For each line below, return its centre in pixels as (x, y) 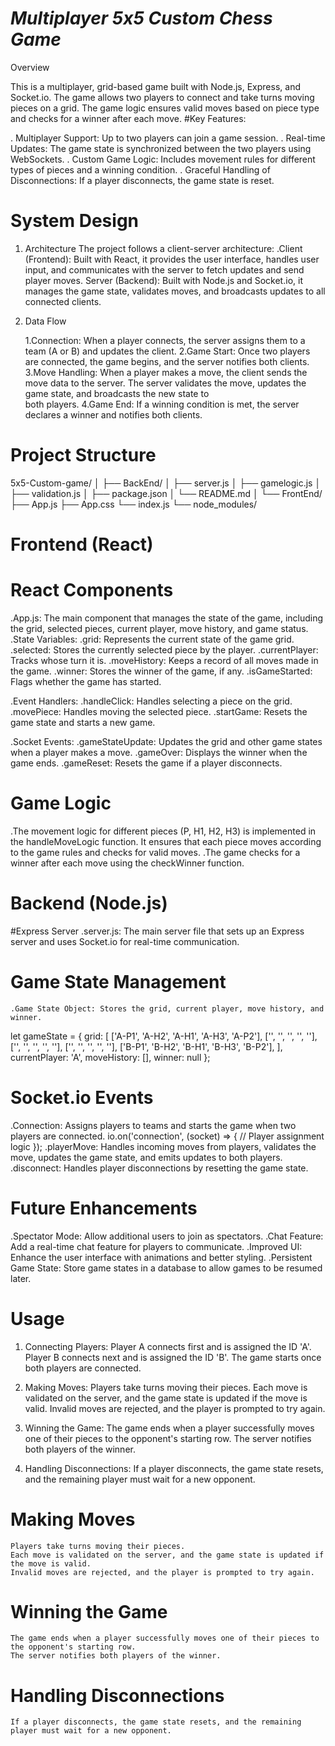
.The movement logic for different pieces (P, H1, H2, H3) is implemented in (163, 831)
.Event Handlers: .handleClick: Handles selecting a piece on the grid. (151, 701)
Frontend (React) (82, 544)
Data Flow (45, 321)
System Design (75, 221)
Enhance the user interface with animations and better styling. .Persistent (161, 1257)
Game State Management (118, 982)
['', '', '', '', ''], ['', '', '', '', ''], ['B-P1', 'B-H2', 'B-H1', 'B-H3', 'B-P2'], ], (146, 1046)
